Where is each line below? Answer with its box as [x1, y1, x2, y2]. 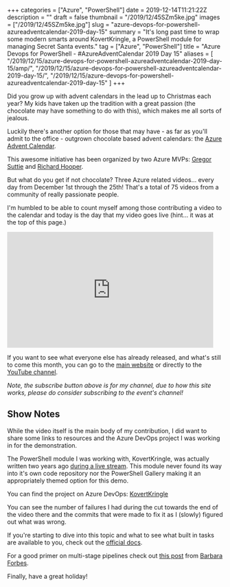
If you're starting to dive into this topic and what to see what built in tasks [7, 531, 215, 539]
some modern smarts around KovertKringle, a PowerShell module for [7, 35, 202, 43]
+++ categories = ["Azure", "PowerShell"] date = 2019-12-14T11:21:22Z [7, 6, 207, 14]
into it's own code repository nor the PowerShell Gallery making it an [7, 469, 201, 477]
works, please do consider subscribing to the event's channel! [7, 389, 184, 397]
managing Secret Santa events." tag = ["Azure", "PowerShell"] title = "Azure [7, 43, 221, 50]
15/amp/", [7, 65, 34, 72]
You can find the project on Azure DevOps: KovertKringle [7, 490, 168, 498]
